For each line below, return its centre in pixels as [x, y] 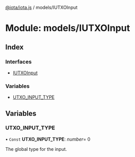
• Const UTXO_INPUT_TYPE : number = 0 [48, 139]
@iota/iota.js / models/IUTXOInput [42, 7]
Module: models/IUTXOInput [68, 28]
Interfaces [18, 62]
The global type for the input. [36, 149]
